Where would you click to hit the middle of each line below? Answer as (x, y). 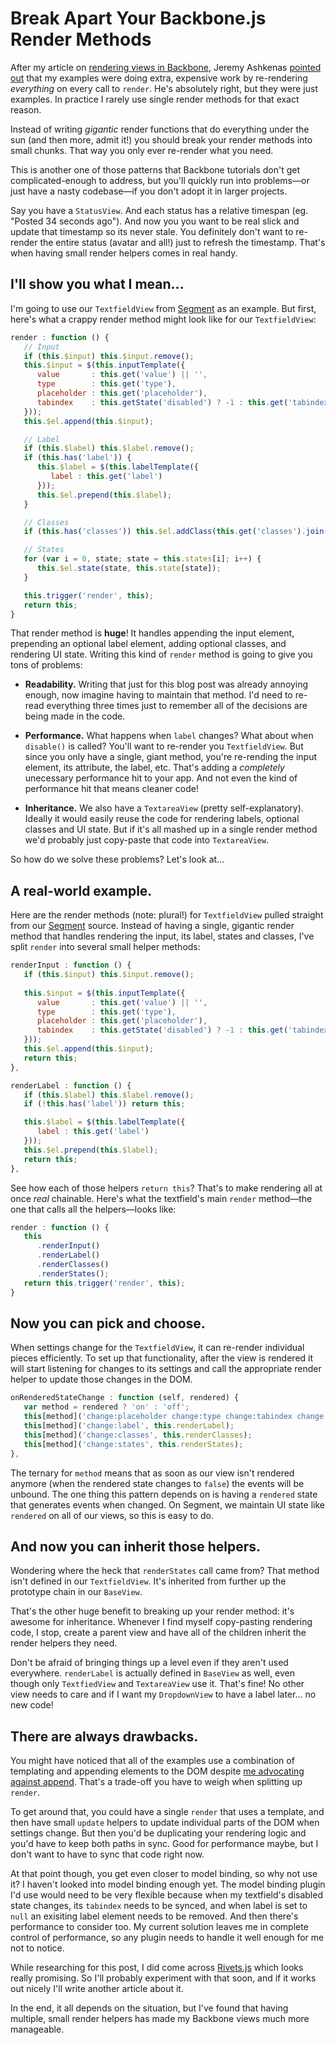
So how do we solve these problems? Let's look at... (117, 859)
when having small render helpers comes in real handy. (124, 253)
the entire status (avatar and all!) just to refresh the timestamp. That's (182, 242)
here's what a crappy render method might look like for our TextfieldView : (163, 319)
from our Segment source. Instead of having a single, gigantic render (152, 926)
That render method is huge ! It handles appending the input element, (152, 633)
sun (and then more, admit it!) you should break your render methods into (161, 139)
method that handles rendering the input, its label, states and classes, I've (162, 936)
